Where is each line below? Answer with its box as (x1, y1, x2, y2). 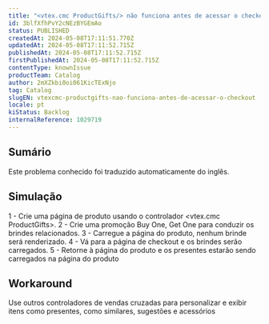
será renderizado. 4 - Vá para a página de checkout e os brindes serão (8, 237, 243, 246)
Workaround (8, 277, 73, 290)
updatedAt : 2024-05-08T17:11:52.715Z (8, 42, 134, 50)
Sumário (8, 146, 52, 159)
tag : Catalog (8, 86, 52, 94)
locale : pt (8, 101, 45, 109)
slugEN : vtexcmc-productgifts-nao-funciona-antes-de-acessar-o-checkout (8, 94, 256, 102)
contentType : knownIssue (8, 64, 91, 72)
